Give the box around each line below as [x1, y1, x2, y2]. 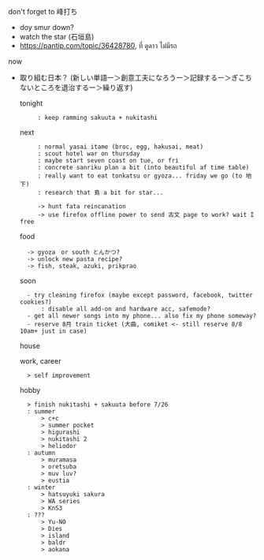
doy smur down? [19, 23, 75, 32]
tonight [19, 99, 43, 108]
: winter [27, 483, 56, 491]
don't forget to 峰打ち [8, 7, 78, 16]
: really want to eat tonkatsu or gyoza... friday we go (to [37, 172, 243, 180]
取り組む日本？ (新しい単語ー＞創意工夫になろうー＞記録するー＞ [19, 73, 232, 82]
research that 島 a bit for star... [44, 189, 164, 196]
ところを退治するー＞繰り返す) [33, 83, 133, 92]
